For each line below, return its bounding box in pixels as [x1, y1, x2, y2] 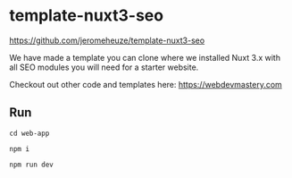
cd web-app [9, 129, 50, 138]
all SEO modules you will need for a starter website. [9, 62, 199, 72]
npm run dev [9, 160, 54, 169]
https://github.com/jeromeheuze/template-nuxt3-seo [9, 35, 205, 46]
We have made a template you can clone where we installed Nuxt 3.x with [9, 52, 281, 63]
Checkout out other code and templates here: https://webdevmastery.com [9, 79, 283, 89]
